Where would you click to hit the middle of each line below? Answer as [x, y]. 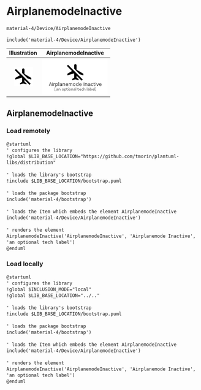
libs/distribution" [31, 162]
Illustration [23, 53]
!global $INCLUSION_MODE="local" [49, 289]
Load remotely [28, 131]
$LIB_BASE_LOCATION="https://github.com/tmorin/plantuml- [104, 156]
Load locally [25, 264]
